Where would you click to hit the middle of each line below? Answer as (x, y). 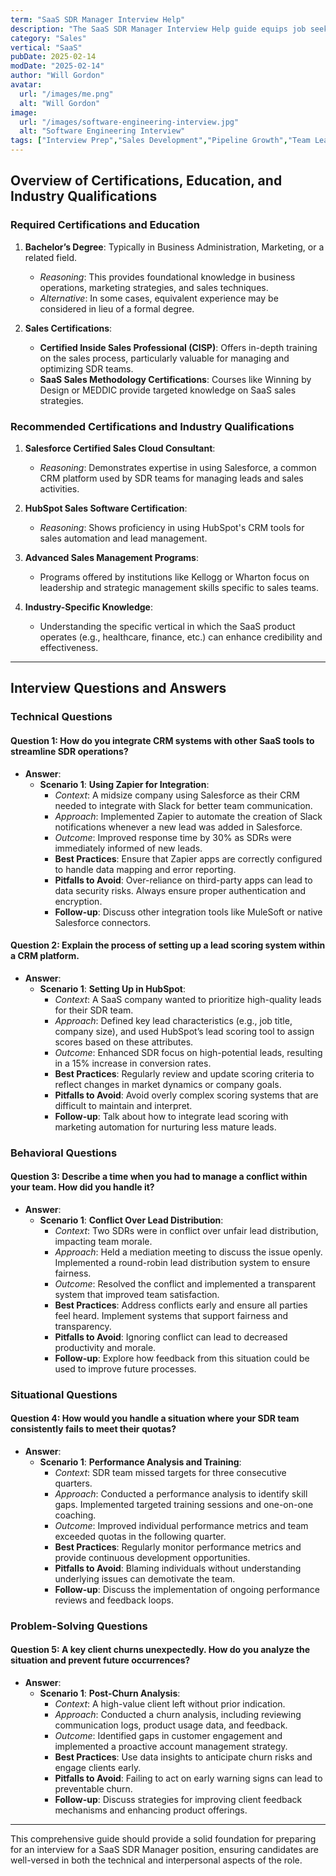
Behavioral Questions (64, 1153)
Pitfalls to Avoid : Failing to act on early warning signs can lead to (188, 1778)
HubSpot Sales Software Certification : (106, 508)
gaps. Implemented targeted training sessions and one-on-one (184, 1504)
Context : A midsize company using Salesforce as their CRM (177, 795)
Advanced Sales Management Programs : (111, 557)
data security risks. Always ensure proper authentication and (180, 890)
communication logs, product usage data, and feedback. (171, 1725)
